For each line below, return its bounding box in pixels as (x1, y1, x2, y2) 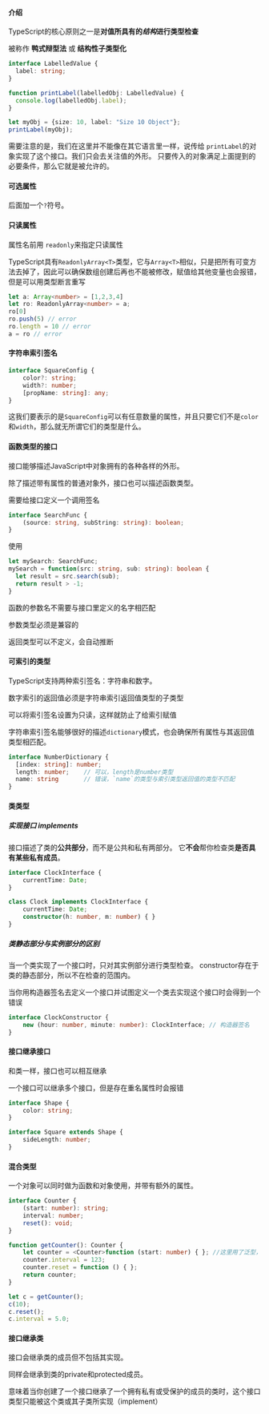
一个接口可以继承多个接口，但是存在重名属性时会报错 (8, 1082, 184, 1093)
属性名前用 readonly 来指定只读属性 (8, 240, 124, 249)
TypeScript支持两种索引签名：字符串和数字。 (8, 675, 157, 685)
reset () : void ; (22, 1219, 74, 1227)
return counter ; (22, 1271, 78, 1279)
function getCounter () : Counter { (8, 1241, 124, 1249)
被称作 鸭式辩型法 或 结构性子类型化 (8, 44, 126, 54)
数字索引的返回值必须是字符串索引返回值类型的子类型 (8, 693, 184, 703)
